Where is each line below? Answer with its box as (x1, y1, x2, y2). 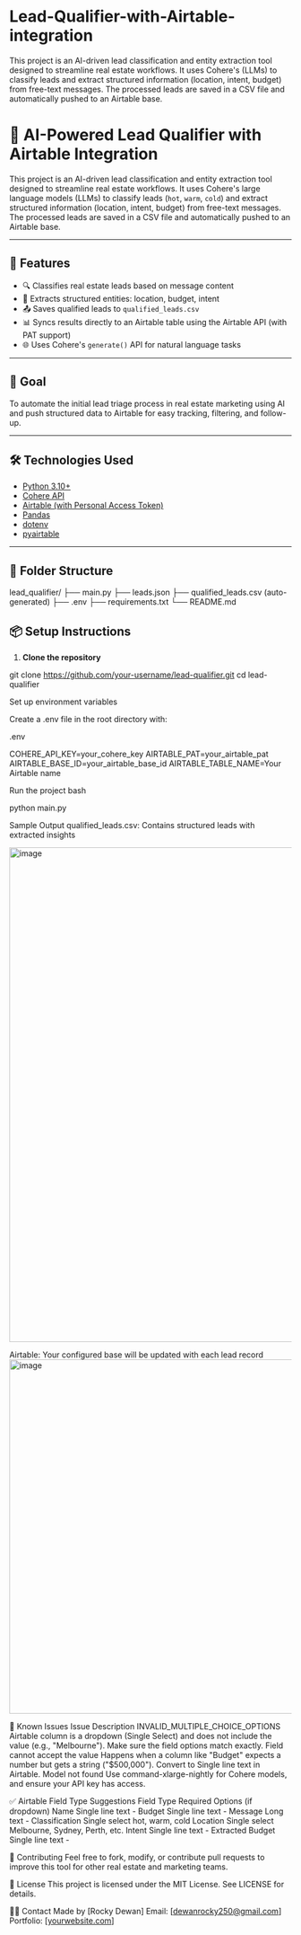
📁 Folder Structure (9, 563, 114, 579)
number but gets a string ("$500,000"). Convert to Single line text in (9, 1759, 261, 1770)
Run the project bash (9, 784, 87, 796)
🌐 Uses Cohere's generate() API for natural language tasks (21, 339, 242, 349)
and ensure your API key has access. (9, 1778, 146, 1789)
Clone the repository (21, 651, 101, 662)
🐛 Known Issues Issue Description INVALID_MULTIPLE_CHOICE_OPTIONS (9, 1720, 280, 1731)
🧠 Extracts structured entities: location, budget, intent (21, 293, 219, 304)
